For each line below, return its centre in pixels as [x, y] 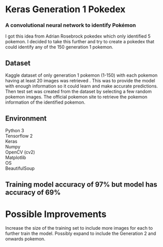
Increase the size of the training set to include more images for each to [79, 228]
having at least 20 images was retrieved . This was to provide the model [80, 81]
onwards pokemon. [25, 239]
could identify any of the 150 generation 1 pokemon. [59, 47]
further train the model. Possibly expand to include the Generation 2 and [80, 234]
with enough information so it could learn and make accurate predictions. [81, 86]
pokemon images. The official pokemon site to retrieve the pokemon [76, 97]
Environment [26, 118]
